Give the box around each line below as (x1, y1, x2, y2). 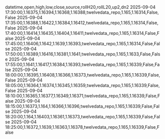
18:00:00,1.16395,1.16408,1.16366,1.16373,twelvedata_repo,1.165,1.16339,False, (5, 72, 161, 78)
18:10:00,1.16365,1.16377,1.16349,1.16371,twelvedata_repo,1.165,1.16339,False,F (5, 93, 161, 99)
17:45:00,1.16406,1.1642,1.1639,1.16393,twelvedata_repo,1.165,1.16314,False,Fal (5, 41, 160, 46)
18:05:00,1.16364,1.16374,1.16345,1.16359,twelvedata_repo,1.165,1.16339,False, (5, 83, 160, 88)
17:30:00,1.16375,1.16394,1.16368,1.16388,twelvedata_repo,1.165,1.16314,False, (5, 9, 159, 15)
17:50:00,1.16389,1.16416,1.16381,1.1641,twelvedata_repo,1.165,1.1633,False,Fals (5, 51, 161, 57)
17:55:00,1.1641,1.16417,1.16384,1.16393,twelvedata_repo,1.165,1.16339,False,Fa (5, 61, 160, 67)
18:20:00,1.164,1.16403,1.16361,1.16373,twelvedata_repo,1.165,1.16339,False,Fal (5, 114, 160, 119)
